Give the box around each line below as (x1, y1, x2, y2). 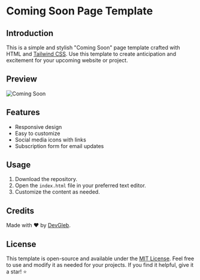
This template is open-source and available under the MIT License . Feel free (6, 255, 195, 262)
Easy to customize (14, 130, 60, 137)
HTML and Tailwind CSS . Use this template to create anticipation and (6, 50, 177, 58)
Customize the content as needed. (14, 188, 100, 195)
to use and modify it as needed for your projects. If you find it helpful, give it (6, 261, 194, 269)
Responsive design (14, 123, 62, 130)
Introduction (6, 28, 54, 38)
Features (6, 107, 40, 118)
